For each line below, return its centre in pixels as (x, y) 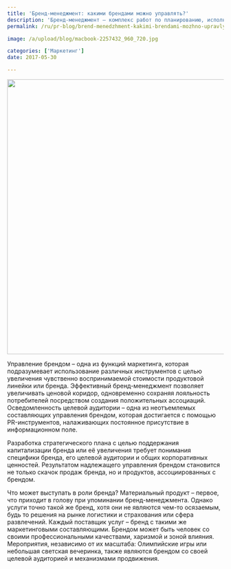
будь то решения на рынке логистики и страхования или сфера (100, 515)
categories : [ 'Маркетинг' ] (46, 51)
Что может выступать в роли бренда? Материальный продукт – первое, (113, 493)
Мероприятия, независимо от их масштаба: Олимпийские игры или (107, 544)
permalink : (23, 26)
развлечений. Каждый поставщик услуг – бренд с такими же (97, 522)
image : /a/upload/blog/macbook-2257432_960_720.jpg (82, 38)
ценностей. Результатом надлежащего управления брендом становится (113, 465)
